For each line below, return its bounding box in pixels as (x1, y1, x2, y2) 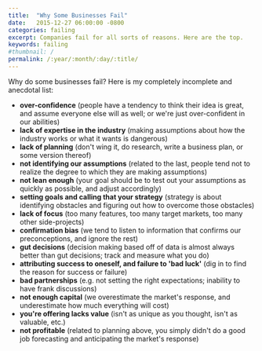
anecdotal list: (8, 85, 53, 94)
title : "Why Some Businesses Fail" (8, 11, 128, 20)
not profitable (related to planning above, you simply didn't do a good (19, 325, 246, 335)
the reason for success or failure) (19, 267, 128, 276)
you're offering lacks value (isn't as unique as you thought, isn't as (19, 309, 238, 318)
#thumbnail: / (8, 48, 55, 56)
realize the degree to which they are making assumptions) (19, 166, 208, 177)
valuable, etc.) (19, 317, 66, 327)
